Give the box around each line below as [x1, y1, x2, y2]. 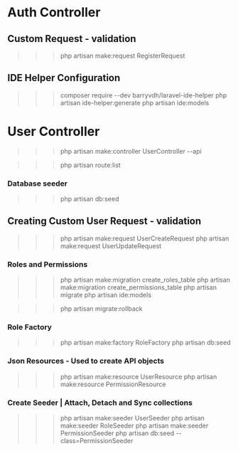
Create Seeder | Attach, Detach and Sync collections [7, 398, 193, 408]
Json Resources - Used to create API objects [7, 356, 165, 366]
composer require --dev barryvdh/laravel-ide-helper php [60, 90, 227, 100]
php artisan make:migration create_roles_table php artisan [60, 275, 231, 285]
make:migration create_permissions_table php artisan [60, 283, 217, 292]
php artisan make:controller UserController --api [60, 147, 202, 155]
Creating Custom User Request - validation [7, 215, 202, 228]
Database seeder [7, 179, 68, 189]
